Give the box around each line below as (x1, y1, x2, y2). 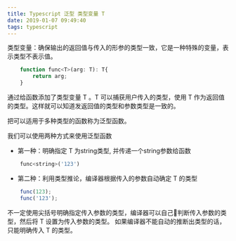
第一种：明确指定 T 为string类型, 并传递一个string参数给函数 (17, 147, 191, 155)
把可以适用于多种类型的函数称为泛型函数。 (7, 117, 131, 125)
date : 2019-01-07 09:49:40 (7, 17, 86, 24)
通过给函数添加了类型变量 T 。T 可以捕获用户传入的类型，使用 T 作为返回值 (7, 93, 225, 101)
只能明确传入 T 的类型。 (7, 226, 77, 234)
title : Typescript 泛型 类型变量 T (7, 10, 105, 18)
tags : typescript (7, 23, 58, 30)
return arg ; (32, 73, 68, 80)
